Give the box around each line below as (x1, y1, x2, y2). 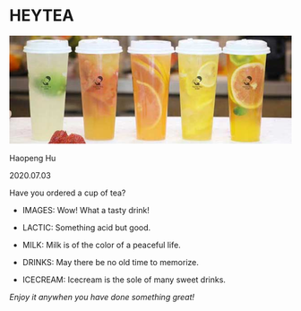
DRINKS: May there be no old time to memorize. (21, 256, 199, 267)
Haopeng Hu (9, 152, 56, 163)
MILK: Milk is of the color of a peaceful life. (21, 239, 181, 250)
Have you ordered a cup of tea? (9, 187, 126, 198)
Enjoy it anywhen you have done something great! (9, 291, 195, 302)
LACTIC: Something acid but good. (21, 221, 151, 233)
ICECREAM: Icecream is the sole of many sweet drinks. (21, 274, 227, 285)
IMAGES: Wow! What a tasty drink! (21, 204, 150, 215)
